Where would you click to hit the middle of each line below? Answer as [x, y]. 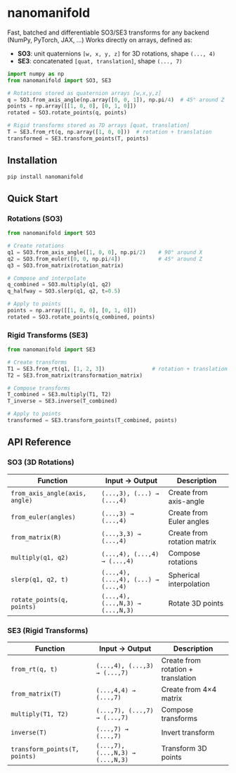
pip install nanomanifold [45, 177]
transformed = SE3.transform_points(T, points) [78, 139]
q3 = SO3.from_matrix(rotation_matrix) [66, 265]
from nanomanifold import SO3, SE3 [59, 80]
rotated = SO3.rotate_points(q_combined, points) [81, 317]
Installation [32, 161]
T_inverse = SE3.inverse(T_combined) [63, 401]
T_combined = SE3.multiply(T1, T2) [59, 395]
